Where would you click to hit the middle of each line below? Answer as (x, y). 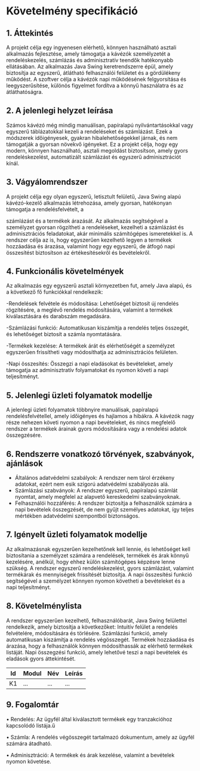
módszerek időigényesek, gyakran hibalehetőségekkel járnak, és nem (92, 138)
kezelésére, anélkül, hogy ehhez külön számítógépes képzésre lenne (91, 562)
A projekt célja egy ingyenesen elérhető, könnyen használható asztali (91, 47)
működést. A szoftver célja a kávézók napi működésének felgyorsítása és (96, 79)
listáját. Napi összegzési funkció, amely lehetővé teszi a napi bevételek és (97, 652)
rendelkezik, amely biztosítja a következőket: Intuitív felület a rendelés (92, 627)
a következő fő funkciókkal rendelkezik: (55, 292)
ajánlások (24, 463)
